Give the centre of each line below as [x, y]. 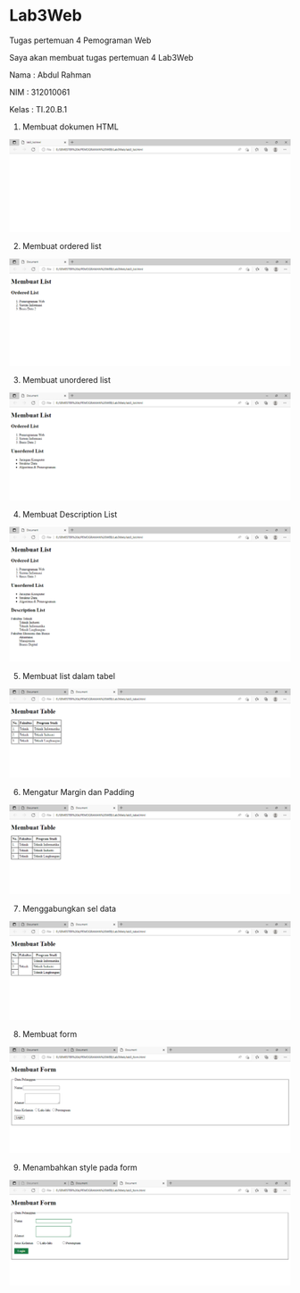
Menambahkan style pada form [80, 1168]
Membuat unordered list [67, 379]
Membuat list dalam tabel [69, 676]
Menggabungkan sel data [69, 908]
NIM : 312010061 [40, 92]
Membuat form [50, 1034]
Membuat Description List [70, 514]
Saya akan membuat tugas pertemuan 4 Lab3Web [101, 57]
